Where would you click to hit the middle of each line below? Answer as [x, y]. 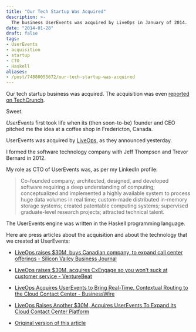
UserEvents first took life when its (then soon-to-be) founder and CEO [91, 123]
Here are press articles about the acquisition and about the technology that [97, 235]
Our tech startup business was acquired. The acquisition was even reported [98, 94]
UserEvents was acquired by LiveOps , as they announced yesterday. [89, 140]
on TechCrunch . [26, 100]
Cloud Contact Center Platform [52, 311]
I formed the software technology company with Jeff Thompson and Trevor [97, 152]
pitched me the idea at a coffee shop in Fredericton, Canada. [80, 129]
